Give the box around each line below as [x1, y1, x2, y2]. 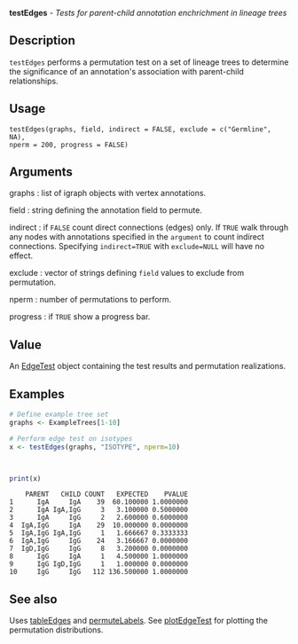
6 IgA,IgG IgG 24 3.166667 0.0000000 [9, 537, 189, 546]
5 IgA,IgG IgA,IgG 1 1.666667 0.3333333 [9, 529, 189, 538]
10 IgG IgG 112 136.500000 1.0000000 [9, 568, 189, 577]
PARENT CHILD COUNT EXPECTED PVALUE [25, 490, 189, 499]
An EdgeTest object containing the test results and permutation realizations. [9, 361, 286, 372]
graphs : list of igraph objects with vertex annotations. [9, 188, 207, 199]
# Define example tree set [9, 410, 109, 420]
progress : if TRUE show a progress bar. [9, 311, 151, 322]
